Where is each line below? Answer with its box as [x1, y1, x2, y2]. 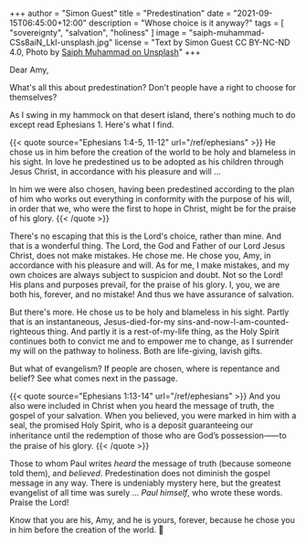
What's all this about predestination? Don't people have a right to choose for [9, 82, 297, 92]
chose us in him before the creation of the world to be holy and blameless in [9, 146, 296, 157]
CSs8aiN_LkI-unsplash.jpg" [9, 37, 113, 48]
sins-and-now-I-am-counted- [176, 316, 290, 327]
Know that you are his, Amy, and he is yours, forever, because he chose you [9, 515, 295, 525]
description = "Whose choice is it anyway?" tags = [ [88, 17, 285, 28]
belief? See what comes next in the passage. [9, 373, 178, 383]
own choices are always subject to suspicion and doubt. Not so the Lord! [9, 270, 284, 280]
